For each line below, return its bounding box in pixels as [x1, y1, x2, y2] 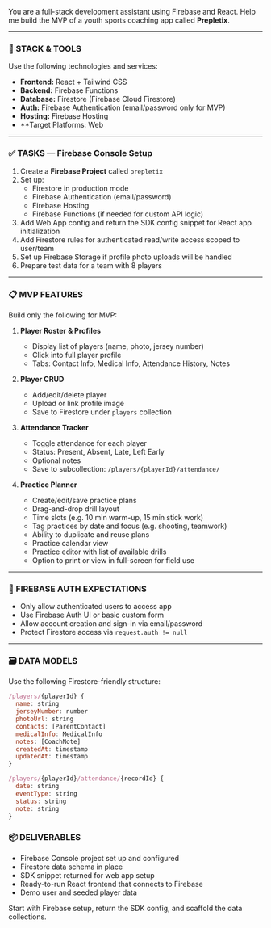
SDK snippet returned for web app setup [19, 870, 155, 880]
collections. [8, 912, 47, 922]
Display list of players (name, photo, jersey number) [31, 341, 204, 351]
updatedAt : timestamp [15, 753, 89, 761]
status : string [15, 797, 67, 805]
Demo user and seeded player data [19, 888, 137, 897]
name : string [15, 700, 60, 708]
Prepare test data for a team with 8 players [19, 260, 163, 270]
